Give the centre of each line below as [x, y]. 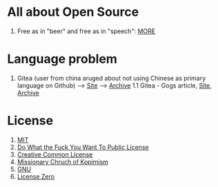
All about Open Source [73, 12]
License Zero [36, 176]
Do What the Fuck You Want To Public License [83, 147]
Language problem [62, 59]
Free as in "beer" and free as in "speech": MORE [86, 31]
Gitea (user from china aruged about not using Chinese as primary [111, 78]
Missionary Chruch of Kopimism [63, 161]
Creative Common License [55, 154]
